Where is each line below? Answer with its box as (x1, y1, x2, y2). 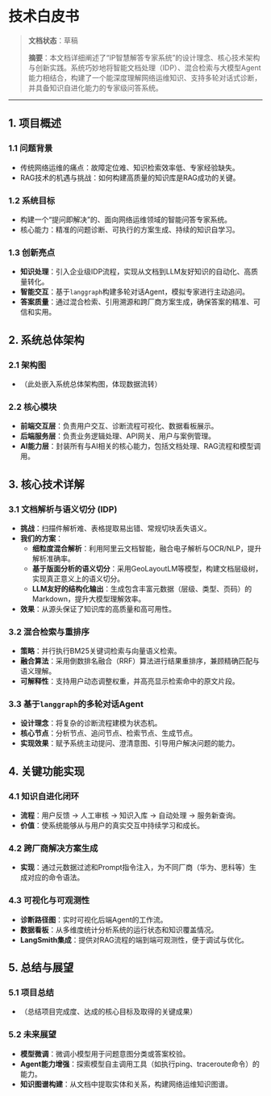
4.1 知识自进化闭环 (8, 790, 79, 801)
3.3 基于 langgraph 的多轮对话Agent (8, 699, 144, 710)
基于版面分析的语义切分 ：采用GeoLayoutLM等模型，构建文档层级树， (31, 563, 263, 573)
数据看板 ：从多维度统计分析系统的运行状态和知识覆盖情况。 (19, 925, 219, 935)
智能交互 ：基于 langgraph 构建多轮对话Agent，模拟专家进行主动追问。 (19, 287, 250, 297)
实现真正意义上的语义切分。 (31, 574, 125, 584)
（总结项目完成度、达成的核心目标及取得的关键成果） (19, 1006, 198, 1017)
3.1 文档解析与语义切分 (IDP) (8, 504, 118, 515)
